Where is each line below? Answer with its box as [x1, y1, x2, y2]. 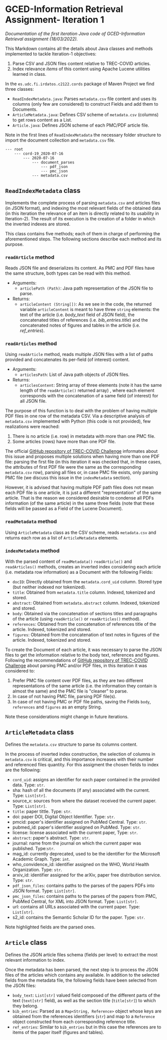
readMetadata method [5, 518, 57, 525]
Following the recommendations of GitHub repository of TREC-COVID [5, 657, 148, 663]
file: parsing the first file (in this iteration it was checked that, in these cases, [5, 459, 162, 465]
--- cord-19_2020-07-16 [14, 151, 64, 156]
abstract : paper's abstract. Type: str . [12, 835, 90, 841]
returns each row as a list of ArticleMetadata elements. [5, 534, 119, 540]
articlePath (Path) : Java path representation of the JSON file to [19, 285, 154, 291]
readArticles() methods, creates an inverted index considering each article [5, 563, 161, 569]
